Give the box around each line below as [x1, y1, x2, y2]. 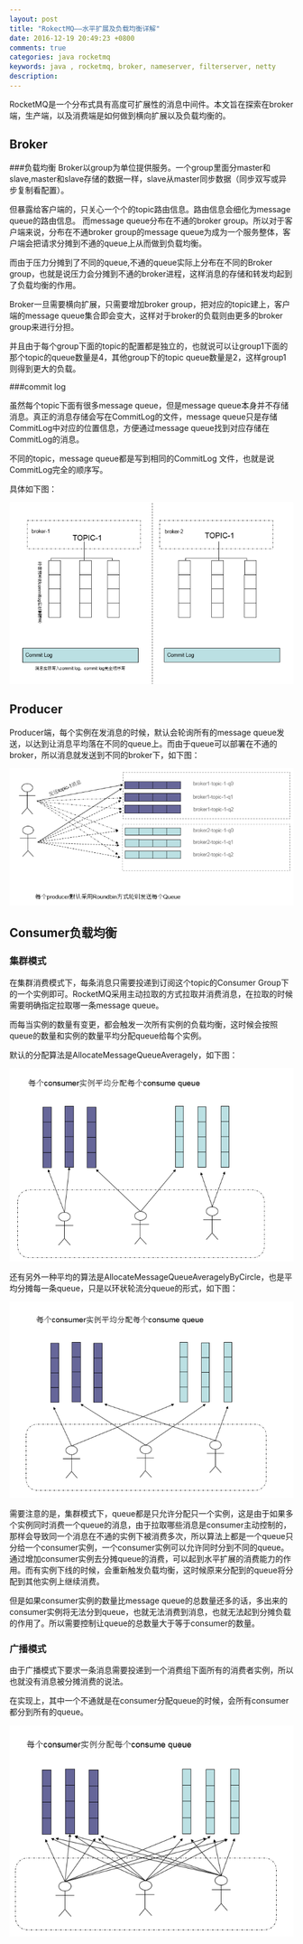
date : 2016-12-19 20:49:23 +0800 [9, 33, 135, 42]
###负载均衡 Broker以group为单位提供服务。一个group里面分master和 [9, 162, 271, 173]
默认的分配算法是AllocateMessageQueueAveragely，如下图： [9, 1049, 238, 1060]
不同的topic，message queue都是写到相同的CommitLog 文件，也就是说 [9, 453, 275, 464]
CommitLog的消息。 [9, 434, 85, 445]
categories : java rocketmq [9, 52, 111, 62]
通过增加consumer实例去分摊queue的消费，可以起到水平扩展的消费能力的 [9, 1553, 284, 1564]
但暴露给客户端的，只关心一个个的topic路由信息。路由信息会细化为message [9, 203, 291, 214]
